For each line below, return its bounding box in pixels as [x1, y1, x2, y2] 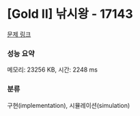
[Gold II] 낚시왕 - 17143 [7, 6, 133, 22]
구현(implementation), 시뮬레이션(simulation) [7, 101, 130, 109]
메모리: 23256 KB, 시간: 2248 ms [7, 66, 98, 74]
